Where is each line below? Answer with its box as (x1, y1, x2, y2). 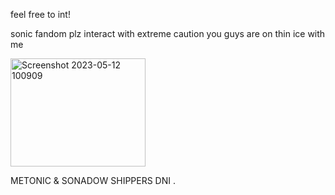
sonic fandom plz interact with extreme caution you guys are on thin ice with (10, 28, 326, 39)
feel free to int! (10, 9, 71, 20)
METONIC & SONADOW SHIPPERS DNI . (10, 175, 177, 186)
